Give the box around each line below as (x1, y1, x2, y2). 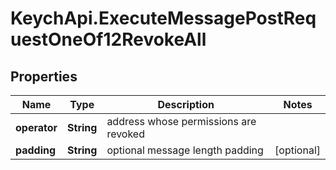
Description (157, 98, 215, 111)
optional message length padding (106, 143, 264, 157)
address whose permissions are (106, 115, 257, 128)
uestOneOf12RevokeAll (10, 28, 207, 51)
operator (15, 121, 58, 134)
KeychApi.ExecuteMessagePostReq (10, 7, 317, 30)
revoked (106, 127, 145, 141)
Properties (10, 68, 78, 85)
